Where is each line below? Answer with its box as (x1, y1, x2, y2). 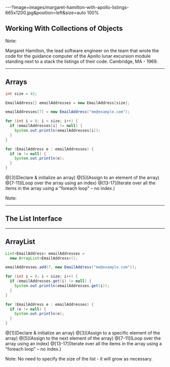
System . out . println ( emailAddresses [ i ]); (14, 128, 101, 133)
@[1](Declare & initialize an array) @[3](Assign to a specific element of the (5, 330, 160, 336)
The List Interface (5, 215, 62, 223)
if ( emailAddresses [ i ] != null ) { (10, 124, 82, 129)
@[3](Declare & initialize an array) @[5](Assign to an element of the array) (5, 175, 159, 180)
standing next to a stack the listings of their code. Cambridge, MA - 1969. (5, 58, 158, 64)
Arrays (5, 78, 27, 87)
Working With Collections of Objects (5, 24, 123, 33)
